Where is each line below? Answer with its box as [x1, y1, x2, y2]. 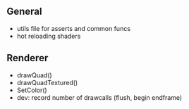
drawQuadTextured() [16, 78, 78, 86]
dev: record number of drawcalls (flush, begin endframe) [16, 93, 183, 101]
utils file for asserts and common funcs [16, 24, 131, 32]
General [6, 6, 43, 18]
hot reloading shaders [16, 32, 81, 40]
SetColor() [16, 86, 47, 94]
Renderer [6, 52, 49, 64]
